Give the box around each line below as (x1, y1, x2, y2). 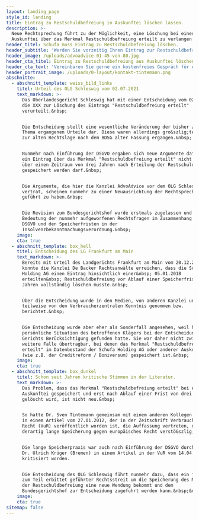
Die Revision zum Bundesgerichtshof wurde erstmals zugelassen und (21, 210, 192, 216)
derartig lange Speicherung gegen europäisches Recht (21, 429, 158, 435)
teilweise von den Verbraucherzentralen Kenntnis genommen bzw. (21, 303, 184, 309)
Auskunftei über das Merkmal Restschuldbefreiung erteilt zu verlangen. (11, 36, 195, 42)
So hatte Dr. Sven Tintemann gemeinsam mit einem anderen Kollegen (21, 412, 192, 418)
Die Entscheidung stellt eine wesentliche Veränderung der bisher (21, 124, 190, 130)
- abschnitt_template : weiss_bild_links (11, 81, 113, 87)
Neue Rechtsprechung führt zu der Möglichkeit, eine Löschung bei (11, 31, 179, 37)
